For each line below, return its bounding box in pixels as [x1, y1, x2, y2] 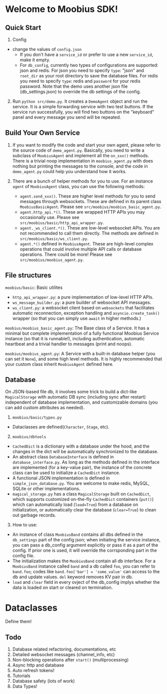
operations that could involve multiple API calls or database [19, 246, 142, 252]
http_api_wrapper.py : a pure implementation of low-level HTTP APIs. [12, 294, 154, 300]
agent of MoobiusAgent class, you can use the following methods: [12, 183, 145, 189]
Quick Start [5, 23, 41, 32]
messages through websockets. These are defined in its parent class [19, 198, 162, 204]
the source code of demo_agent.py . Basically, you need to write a [12, 147, 145, 153]
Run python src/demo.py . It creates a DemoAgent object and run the [12, 98, 148, 104]
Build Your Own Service [5, 129, 80, 137]
